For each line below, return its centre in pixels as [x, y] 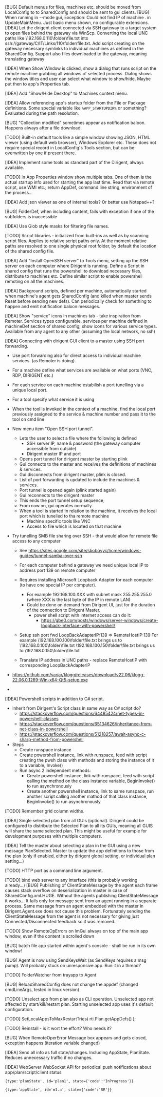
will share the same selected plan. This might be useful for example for [76, 831]
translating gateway [25, 59]
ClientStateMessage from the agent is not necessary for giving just [72, 916]
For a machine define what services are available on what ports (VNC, [82, 370]
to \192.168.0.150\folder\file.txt [49, 651]
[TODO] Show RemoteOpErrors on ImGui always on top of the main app [77, 931]
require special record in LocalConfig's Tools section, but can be [70, 148]
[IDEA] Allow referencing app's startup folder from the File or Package [75, 103]
